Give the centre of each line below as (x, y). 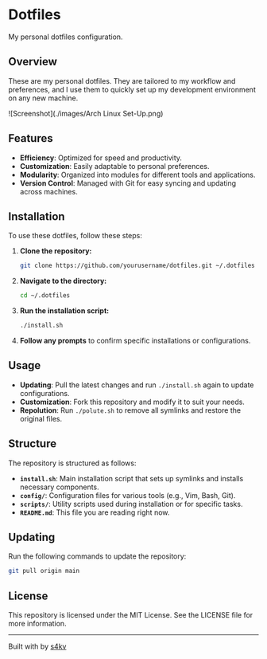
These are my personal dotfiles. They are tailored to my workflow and (122, 80)
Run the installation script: (64, 311)
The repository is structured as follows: (72, 463)
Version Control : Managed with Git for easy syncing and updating (128, 183)
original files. (41, 418)
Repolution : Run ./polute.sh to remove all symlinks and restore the (130, 410)
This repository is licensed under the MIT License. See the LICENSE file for (131, 615)
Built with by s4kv (37, 646)
